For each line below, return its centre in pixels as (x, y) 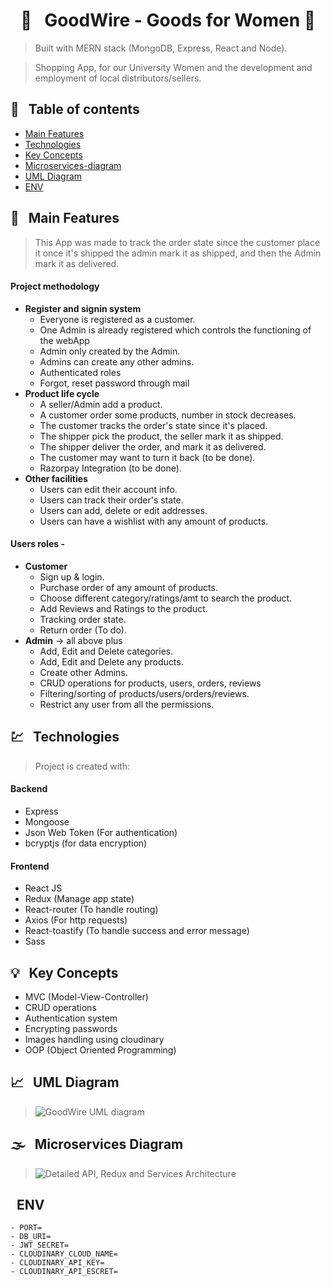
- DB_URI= (31, 1237)
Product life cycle (62, 393)
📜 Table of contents (75, 109)
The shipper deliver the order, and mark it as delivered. (153, 446)
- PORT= (26, 1228)
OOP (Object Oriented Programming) (100, 1050)
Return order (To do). (83, 630)
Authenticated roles (80, 372)
